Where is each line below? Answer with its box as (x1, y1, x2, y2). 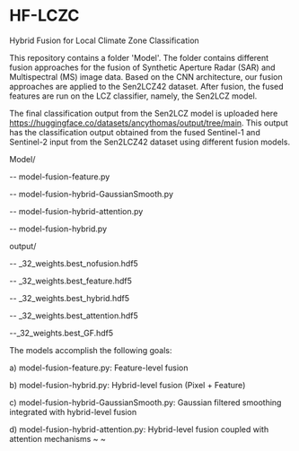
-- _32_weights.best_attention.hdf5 (9, 310, 139, 321)
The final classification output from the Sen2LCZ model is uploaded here (9, 108, 278, 118)
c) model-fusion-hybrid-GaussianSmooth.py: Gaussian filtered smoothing (9, 396, 282, 408)
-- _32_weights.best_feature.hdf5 (9, 275, 133, 286)
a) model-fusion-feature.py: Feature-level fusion (9, 362, 189, 373)
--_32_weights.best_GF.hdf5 (9, 327, 114, 338)
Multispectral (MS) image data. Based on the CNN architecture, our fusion (9, 71, 283, 82)
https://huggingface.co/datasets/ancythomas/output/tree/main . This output (9, 117, 289, 128)
